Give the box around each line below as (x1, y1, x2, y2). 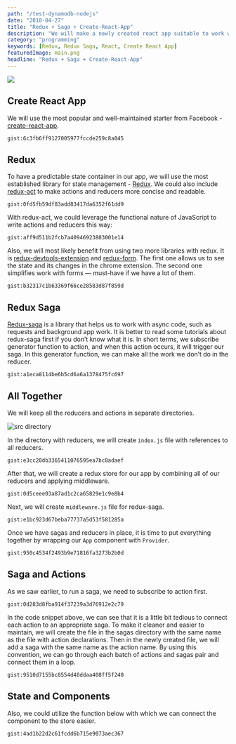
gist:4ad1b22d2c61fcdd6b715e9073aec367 (7, 730, 124, 737)
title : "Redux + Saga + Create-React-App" (7, 23, 133, 30)
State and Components (7, 691, 110, 703)
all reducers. (7, 444, 44, 451)
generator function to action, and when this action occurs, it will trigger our (7, 343, 225, 351)
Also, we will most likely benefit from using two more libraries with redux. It (7, 246, 225, 255)
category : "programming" (7, 36, 80, 44)
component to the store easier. (7, 717, 96, 725)
